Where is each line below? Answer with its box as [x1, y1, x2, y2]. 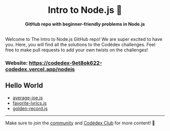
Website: [5, 59, 28, 67]
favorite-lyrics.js [12, 100, 47, 106]
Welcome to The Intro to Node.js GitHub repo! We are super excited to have [5, 36, 163, 42]
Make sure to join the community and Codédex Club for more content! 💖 [5, 120, 155, 126]
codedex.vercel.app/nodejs [5, 65, 75, 73]
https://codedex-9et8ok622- [28, 59, 103, 67]
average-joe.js [12, 95, 43, 101]
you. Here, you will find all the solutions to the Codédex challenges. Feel [5, 41, 156, 47]
